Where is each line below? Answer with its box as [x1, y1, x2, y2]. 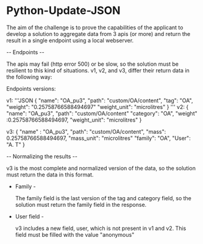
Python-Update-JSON [6, 4, 121, 18]
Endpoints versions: [6, 85, 56, 92]
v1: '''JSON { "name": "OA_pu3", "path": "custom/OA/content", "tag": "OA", [6, 97, 193, 104]
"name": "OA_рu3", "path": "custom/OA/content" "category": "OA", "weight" [6, 110, 198, 117]
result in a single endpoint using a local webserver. [6, 37, 134, 44]
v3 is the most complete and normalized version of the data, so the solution [6, 164, 196, 172]
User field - [15, 212, 45, 220]
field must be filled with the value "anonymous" [15, 231, 135, 238]
